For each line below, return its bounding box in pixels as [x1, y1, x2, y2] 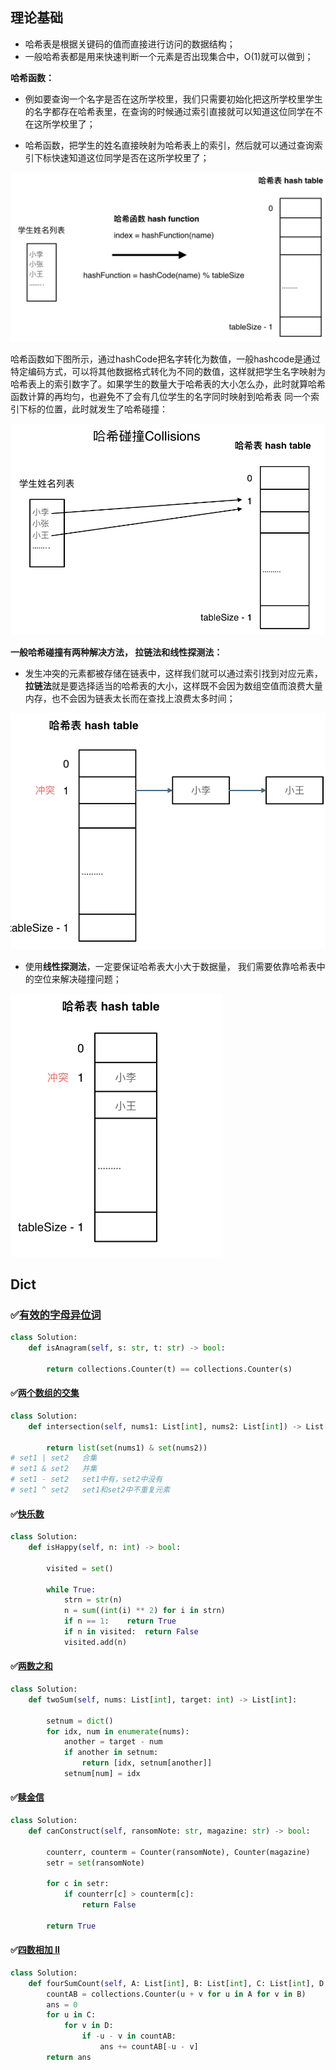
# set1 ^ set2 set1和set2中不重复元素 [10, 1485, 171, 1495]
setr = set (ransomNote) [46, 1858, 145, 1868]
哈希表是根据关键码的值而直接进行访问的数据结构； [24, 38, 236, 50]
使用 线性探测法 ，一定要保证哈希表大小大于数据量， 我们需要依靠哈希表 [24, 960, 317, 972]
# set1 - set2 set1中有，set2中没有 [10, 1474, 163, 1485]
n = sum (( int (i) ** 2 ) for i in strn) [63, 1606, 226, 1616]
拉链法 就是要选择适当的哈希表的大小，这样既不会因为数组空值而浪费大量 [24, 680, 323, 692]
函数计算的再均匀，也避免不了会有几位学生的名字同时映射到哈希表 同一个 [10, 390, 311, 402]
